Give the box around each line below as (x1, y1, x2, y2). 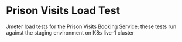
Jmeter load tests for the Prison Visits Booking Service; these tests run (6, 23, 177, 30)
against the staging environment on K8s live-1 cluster (6, 29, 135, 36)
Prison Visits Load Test (6, 4, 121, 17)
